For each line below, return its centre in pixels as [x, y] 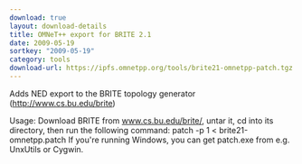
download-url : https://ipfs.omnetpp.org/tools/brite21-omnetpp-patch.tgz [151, 68]
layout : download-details [58, 26]
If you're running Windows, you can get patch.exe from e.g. [179, 140]
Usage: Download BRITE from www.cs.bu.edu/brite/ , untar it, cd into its [142, 120]
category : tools [40, 59]
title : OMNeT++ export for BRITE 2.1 [80, 34]
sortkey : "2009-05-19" [52, 51]
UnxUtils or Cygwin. [47, 149]
